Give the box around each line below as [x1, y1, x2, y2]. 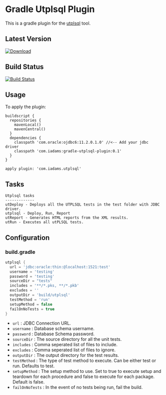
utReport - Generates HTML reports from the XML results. [5, 215, 128, 221]
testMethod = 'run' [9, 297, 50, 302]
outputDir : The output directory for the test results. [12, 352, 119, 358]
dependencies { [9, 136, 41, 141]
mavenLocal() [14, 122, 41, 128]
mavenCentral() [14, 127, 46, 132]
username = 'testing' [9, 269, 55, 274]
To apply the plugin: [5, 104, 46, 110]
